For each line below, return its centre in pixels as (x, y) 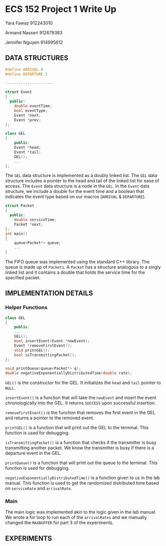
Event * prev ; (28, 120)
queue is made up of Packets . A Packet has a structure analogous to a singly (83, 267)
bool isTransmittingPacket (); (45, 355)
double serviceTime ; (35, 220)
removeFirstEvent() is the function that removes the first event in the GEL (80, 413)
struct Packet (20, 206)
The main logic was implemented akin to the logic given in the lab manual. (81, 512)
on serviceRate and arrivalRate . (39, 488)
